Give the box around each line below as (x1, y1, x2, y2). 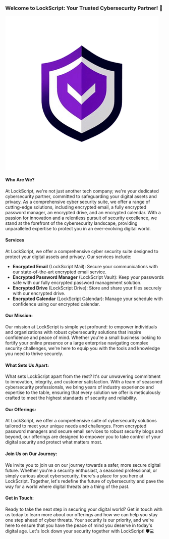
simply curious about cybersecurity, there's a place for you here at (5, 472, 144, 479)
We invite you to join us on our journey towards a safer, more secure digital (5, 462, 161, 468)
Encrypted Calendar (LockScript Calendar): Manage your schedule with (12, 296, 163, 302)
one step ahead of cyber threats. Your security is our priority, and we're (5, 517, 154, 523)
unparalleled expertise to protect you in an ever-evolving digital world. (5, 225, 151, 231)
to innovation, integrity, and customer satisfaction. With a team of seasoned (5, 379, 163, 385)
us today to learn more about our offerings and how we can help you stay (5, 511, 158, 517)
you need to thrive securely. (5, 351, 64, 357)
